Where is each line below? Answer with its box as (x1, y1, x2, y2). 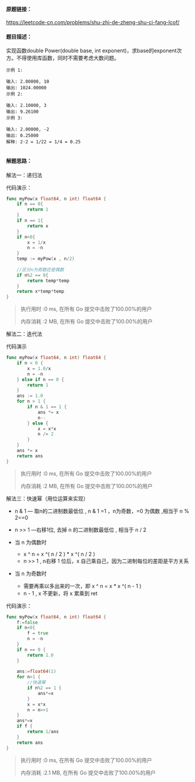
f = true (27, 630, 49, 636)
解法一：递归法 (6, 171, 42, 179)
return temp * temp (27, 278, 69, 283)
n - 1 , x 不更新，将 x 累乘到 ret (23, 590, 98, 597)
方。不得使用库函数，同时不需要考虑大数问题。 (6, 55, 119, 62)
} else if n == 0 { (16, 376, 65, 382)
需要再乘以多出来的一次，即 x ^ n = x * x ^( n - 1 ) (23, 582, 142, 589)
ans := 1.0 (16, 393, 43, 399)
